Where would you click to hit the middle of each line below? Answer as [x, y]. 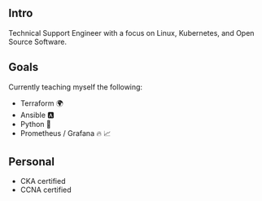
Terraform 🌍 [41, 103]
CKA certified [43, 181]
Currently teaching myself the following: [76, 87]
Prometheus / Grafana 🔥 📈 [65, 133]
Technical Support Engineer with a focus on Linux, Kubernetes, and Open [131, 33]
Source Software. [38, 42]
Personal [32, 162]
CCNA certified [46, 190]
